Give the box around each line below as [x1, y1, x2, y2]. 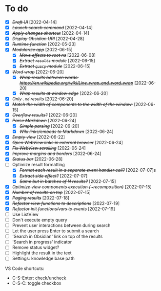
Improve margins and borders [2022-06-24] [12, 151, 101, 157]
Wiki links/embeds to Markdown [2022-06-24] [19, 129, 114, 134]
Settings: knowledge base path [12, 255, 75, 262]
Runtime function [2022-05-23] [12, 41, 76, 47]
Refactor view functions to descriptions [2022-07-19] [12, 200, 120, 206]
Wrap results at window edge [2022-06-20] [19, 90, 108, 96]
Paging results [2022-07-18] [12, 195, 70, 201]
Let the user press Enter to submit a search [12, 228, 99, 234]
